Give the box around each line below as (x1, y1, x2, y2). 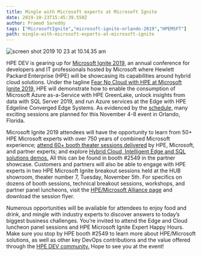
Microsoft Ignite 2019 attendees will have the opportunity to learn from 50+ (6, 129, 192, 136)
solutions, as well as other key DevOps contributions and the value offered (6, 236, 191, 244)
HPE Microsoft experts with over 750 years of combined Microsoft (6, 135, 170, 142)
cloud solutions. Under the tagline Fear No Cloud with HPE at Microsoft (6, 79, 182, 86)
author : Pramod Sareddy (6, 20, 66, 26)
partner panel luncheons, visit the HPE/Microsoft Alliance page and (6, 186, 173, 193)
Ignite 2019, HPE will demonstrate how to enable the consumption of (6, 85, 176, 92)
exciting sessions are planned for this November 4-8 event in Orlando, (6, 111, 180, 118)
